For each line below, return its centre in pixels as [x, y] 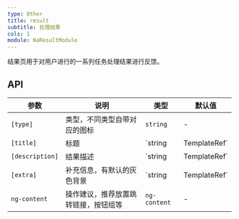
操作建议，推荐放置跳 [101, 194]
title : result [28, 21]
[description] [35, 156]
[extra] [24, 175]
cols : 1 [19, 34]
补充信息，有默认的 [97, 170]
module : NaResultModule [43, 41]
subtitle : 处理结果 [34, 27]
